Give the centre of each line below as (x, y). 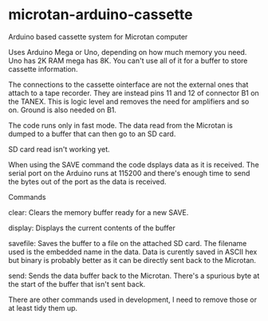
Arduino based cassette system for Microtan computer (98, 37)
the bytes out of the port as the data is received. (87, 182)
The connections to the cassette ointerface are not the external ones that (128, 84)
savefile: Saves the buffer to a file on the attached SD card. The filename (128, 243)
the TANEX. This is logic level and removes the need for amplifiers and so (129, 101)
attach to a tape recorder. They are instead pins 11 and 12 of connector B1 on (134, 92)
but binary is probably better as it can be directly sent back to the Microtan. (132, 260)
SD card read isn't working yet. (59, 149)
